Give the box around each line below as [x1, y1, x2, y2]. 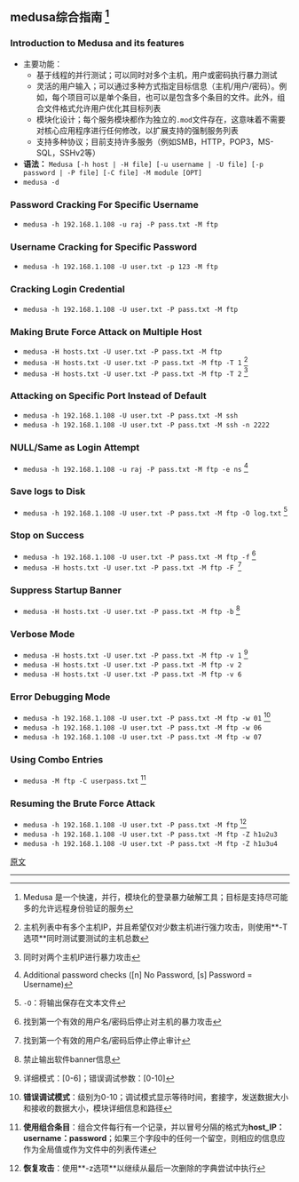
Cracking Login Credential [10, 284, 125, 296]
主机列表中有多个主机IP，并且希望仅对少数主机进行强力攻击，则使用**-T [22, 922, 288, 932]
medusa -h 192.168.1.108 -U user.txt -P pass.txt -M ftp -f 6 [22, 549, 256, 562]
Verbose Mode [10, 627, 75, 640]
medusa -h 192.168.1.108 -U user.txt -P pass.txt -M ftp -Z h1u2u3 [22, 830, 278, 839]
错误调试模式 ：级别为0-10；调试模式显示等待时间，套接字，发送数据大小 [22, 1091, 289, 1102]
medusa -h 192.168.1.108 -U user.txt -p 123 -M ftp [22, 262, 218, 272]
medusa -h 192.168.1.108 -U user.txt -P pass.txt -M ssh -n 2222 [22, 421, 270, 430]
